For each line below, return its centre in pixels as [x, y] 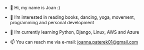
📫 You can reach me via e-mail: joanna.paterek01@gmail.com [74, 42]
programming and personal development [52, 23]
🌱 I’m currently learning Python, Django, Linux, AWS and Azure [74, 32]
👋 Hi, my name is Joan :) [35, 8]
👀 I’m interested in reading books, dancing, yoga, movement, [72, 17]
